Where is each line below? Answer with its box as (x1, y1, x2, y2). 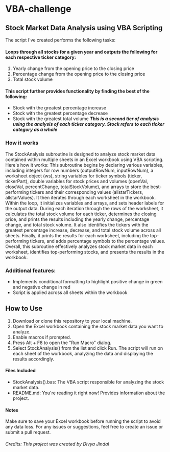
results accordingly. (12, 356, 55, 362)
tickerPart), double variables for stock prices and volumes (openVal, (5, 178, 149, 184)
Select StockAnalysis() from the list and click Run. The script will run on (12, 345, 163, 351)
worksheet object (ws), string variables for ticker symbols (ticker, (5, 172, 142, 179)
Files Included (5, 368, 36, 374)
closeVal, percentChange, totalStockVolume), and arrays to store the (5, 184, 150, 190)
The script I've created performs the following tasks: (5, 37, 116, 43)
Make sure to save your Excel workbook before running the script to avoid (5, 418, 161, 424)
